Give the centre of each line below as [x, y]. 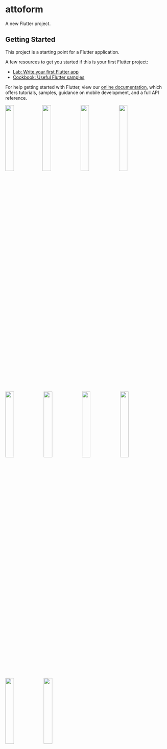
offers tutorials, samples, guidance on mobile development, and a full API [82, 92]
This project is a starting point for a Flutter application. [62, 52]
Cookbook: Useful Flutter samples [49, 77]
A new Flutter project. [28, 24]
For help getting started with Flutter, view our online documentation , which [84, 87]
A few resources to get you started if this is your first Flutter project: [77, 62]
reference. [16, 98]
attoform [24, 9]
